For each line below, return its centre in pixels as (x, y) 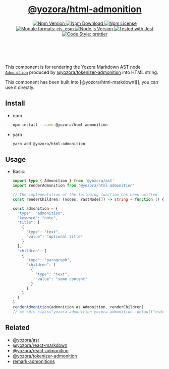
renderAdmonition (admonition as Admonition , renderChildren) (78, 307)
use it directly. (20, 87)
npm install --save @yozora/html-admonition (60, 125)
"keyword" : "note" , (38, 218)
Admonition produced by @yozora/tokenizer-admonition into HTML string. (82, 72)
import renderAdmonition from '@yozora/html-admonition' (74, 186)
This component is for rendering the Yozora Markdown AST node (73, 67)
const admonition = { (35, 208)
